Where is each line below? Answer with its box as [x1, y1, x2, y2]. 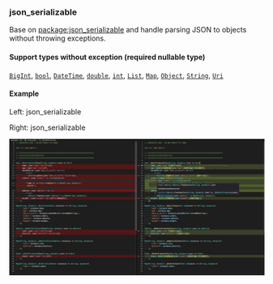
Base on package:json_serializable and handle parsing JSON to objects [9, 25, 247, 35]
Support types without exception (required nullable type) [9, 52, 206, 62]
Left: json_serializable [9, 106, 82, 116]
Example [9, 88, 40, 99]
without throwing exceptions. [9, 33, 106, 43]
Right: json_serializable [9, 123, 86, 132]
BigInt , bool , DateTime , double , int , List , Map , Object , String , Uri [9, 70, 224, 80]
